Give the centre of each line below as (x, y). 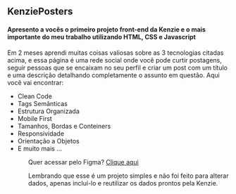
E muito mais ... (39, 148)
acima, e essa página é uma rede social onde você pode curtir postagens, (114, 60)
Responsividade (41, 134)
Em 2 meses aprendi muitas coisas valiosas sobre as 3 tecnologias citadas (116, 53)
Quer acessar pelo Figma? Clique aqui (83, 162)
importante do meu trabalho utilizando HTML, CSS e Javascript (101, 37)
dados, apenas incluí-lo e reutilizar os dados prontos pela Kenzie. (123, 183)
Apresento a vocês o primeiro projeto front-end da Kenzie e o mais (107, 29)
